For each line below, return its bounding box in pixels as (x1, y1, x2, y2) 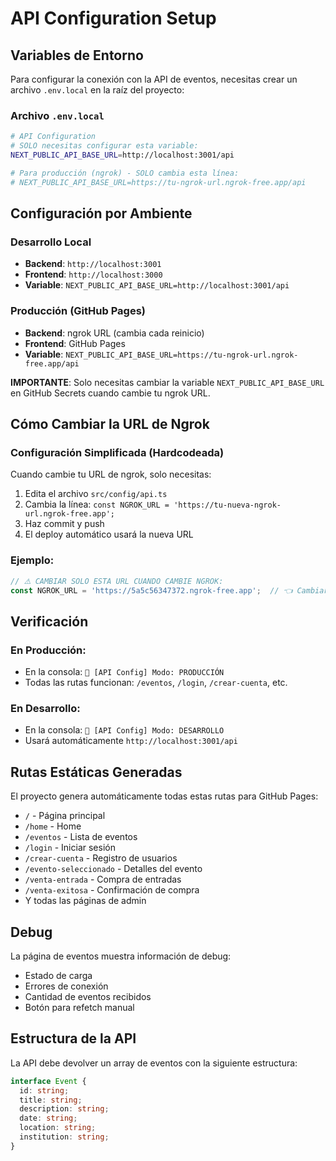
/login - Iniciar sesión (24, 842, 116, 854)
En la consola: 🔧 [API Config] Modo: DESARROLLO (24, 724, 225, 736)
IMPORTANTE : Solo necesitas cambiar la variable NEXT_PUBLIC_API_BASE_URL (10, 376, 325, 388)
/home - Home (24, 820, 82, 832)
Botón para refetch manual (24, 1002, 135, 1013)
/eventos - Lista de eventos (24, 831, 138, 843)
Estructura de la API (10, 1030, 137, 1047)
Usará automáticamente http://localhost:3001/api (24, 735, 238, 747)
